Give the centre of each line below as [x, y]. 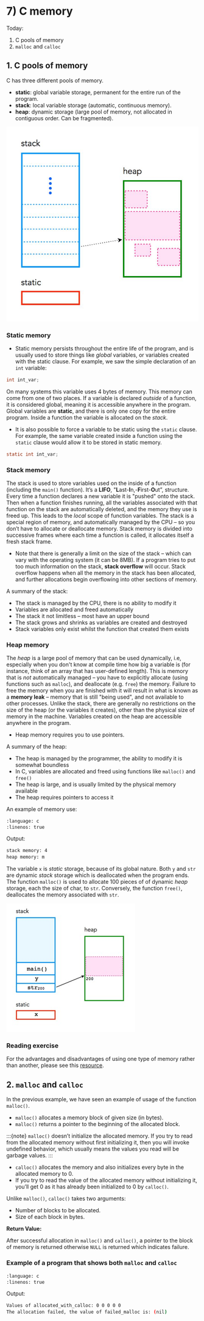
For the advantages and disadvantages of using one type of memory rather [101, 1059]
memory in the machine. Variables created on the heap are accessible [94, 716]
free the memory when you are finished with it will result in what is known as [102, 691]
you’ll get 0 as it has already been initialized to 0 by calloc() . [92, 1187]
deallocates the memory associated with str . [63, 895]
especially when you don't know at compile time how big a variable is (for [98, 664]
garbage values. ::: [30, 1155]
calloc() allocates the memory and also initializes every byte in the [100, 1167]
